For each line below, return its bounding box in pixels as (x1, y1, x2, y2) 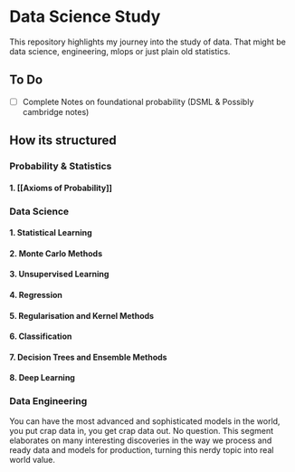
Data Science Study (9, 6, 161, 27)
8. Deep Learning (9, 372, 75, 383)
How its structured (9, 133, 118, 149)
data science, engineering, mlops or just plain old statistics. (9, 45, 231, 56)
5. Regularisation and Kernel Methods (9, 310, 155, 321)
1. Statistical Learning (9, 227, 92, 238)
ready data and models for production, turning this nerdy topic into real (9, 444, 274, 455)
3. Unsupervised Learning (9, 269, 109, 280)
